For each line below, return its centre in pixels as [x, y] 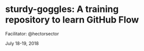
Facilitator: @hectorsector [32, 33]
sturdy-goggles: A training [62, 9]
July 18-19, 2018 [22, 43]
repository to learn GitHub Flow [72, 20]
